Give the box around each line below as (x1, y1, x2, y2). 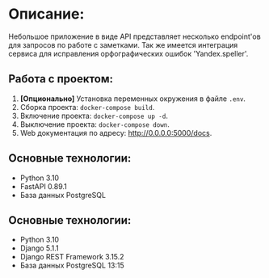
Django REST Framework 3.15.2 (19, 252, 124, 262)
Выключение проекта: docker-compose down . (19, 119, 170, 129)
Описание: (8, 5, 85, 23)
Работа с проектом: (8, 72, 114, 86)
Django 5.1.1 (19, 243, 59, 253)
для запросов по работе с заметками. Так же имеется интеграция (8, 40, 238, 49)
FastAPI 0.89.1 (19, 181, 67, 191)
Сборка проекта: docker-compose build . (19, 102, 155, 112)
